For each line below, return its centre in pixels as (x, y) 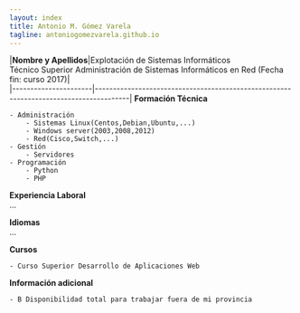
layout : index (36, 18)
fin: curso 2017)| (40, 80)
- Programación (38, 163)
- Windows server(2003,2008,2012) (90, 131)
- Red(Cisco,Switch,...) (72, 139)
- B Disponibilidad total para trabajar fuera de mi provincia (131, 299)
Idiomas (25, 223)
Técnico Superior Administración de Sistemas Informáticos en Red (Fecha (147, 70)
